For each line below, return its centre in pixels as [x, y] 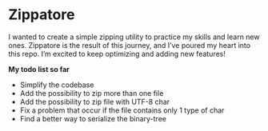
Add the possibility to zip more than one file [92, 93]
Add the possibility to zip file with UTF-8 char [95, 101]
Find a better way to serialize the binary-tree [93, 118]
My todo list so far [39, 69]
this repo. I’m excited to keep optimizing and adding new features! [117, 54]
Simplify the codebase [57, 85]
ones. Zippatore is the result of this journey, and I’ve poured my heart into [129, 45]
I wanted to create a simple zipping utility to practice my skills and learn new [134, 37]
